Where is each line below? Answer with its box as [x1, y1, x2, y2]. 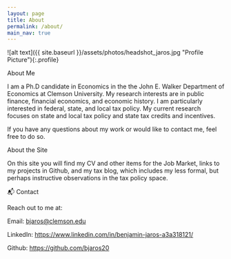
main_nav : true [7, 29, 51, 37]
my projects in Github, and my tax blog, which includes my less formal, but [7, 166, 219, 175]
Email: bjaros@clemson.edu [7, 217, 86, 225]
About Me [7, 69, 36, 77]
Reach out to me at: [7, 204, 63, 212]
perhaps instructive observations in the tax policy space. [7, 174, 168, 182]
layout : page [7, 10, 45, 17]
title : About [7, 17, 45, 23]
